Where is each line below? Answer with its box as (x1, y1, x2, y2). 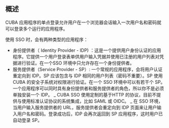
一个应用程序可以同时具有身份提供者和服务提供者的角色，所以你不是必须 (12, 85, 164, 91)
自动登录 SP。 (12, 117, 42, 123)
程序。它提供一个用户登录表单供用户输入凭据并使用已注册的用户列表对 (12, 53, 160, 59)
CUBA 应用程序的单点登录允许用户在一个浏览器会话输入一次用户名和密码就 (5, 19, 161, 25)
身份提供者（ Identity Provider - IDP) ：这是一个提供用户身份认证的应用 (12, 47, 161, 53)
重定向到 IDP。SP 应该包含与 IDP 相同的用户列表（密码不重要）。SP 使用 (12, 73, 163, 79)
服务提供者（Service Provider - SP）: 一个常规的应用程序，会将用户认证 (12, 66, 163, 72)
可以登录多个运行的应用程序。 (5, 25, 67, 31)
